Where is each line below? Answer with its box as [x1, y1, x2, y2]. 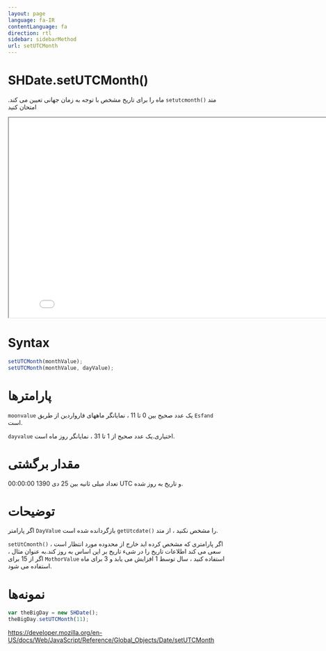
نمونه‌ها [8, 586, 45, 602]
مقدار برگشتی [8, 456, 81, 472]
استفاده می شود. [8, 562, 53, 570]
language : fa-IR [8, 17, 55, 24]
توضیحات [8, 504, 55, 519]
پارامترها [8, 387, 51, 403]
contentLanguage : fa [8, 23, 68, 30]
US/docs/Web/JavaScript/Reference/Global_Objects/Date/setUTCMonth [8, 636, 215, 644]
